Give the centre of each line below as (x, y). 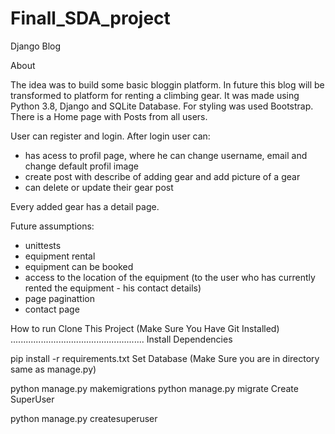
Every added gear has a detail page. (85, 206)
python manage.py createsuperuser (84, 418)
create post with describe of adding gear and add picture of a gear (162, 176)
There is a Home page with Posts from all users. (109, 116)
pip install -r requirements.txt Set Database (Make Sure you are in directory (165, 358)
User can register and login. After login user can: (110, 136)
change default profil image (82, 166)
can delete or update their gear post (99, 187)
